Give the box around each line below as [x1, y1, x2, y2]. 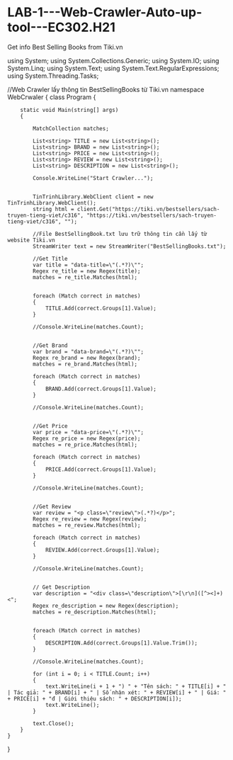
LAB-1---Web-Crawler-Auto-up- [7, 4, 203, 21]
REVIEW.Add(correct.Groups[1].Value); [45, 546, 160, 553]
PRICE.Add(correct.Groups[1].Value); [45, 465, 157, 473]
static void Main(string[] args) [20, 106, 119, 113]
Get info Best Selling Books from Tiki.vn [7, 42, 123, 51]
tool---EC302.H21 [7, 19, 115, 35]
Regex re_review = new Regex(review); [33, 515, 147, 523]
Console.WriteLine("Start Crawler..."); [33, 174, 154, 181]
